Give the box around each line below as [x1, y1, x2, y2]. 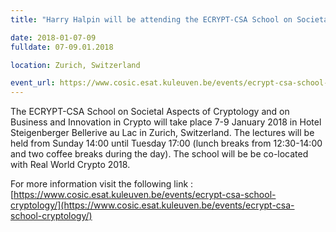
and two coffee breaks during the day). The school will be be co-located [10, 148, 309, 160]
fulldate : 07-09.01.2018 [10, 42, 114, 52]
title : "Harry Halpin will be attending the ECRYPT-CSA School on [10, 14, 293, 25]
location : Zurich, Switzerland [10, 60, 141, 70]
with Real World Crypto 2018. [10, 159, 131, 171]
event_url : [10, 78, 56, 88]
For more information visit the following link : [10, 178, 194, 190]
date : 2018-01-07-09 [10, 32, 97, 43]
